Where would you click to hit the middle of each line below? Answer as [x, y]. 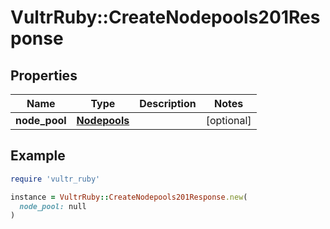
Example [38, 156]
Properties [44, 75]
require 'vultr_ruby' [55, 179]
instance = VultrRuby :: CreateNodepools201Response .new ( [129, 197]
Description [168, 103]
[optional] [228, 120]
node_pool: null [53, 206]
